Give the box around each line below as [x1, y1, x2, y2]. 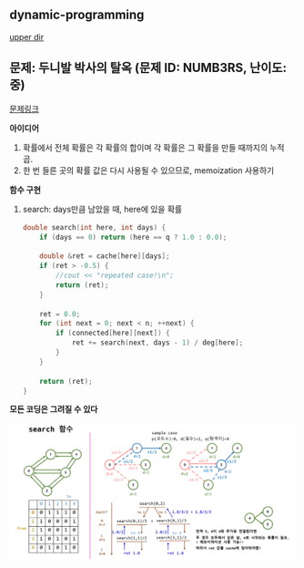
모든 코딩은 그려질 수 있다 [9, 404, 98, 415]
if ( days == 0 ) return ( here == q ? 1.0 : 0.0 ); [39, 232, 228, 242]
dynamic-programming [9, 7, 145, 23]
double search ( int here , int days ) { [22, 222, 167, 232]
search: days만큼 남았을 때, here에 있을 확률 [22, 203, 183, 214]
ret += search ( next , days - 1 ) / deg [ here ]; [71, 338, 244, 347]
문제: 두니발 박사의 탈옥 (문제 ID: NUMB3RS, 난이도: [9, 60, 287, 76]
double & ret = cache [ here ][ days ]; [39, 252, 170, 261]
